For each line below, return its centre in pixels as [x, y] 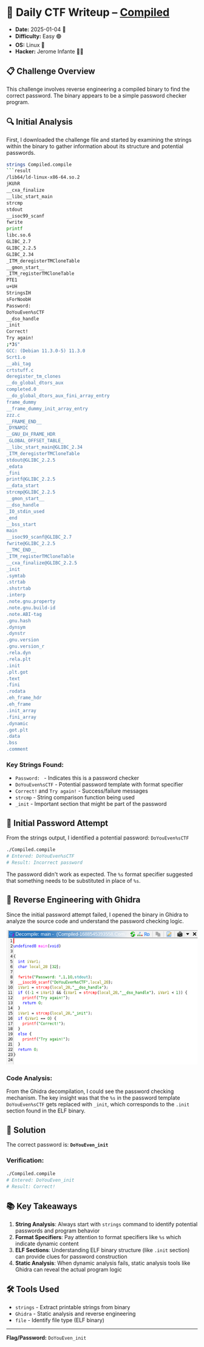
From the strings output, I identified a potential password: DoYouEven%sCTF [98, 838]
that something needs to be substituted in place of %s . [73, 880]
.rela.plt [19, 659]
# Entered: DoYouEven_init [40, 1180]
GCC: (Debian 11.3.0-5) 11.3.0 [46, 351]
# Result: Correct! [31, 1187]
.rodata [16, 691]
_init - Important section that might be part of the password [91, 804]
